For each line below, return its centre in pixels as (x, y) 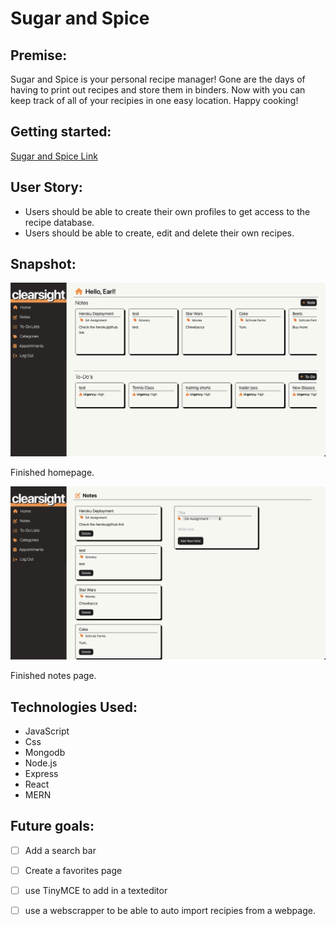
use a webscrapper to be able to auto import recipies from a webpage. (170, 910)
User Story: (46, 187)
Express (41, 773)
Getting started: (61, 132)
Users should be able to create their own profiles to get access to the (167, 211)
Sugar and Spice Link (54, 156)
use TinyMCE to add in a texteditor (96, 890)
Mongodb (45, 752)
